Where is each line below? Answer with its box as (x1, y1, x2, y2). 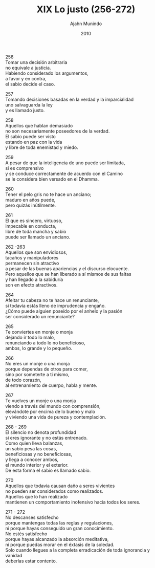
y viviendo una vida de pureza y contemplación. (5, 413, 106, 420)
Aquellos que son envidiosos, (5, 249, 68, 255)
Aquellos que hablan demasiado (5, 122, 73, 128)
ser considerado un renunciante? (5, 313, 75, 319)
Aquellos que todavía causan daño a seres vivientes (5, 483, 115, 489)
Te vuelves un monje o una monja (5, 398, 76, 404)
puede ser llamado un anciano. (5, 234, 71, 240)
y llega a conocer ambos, (5, 456, 59, 463)
